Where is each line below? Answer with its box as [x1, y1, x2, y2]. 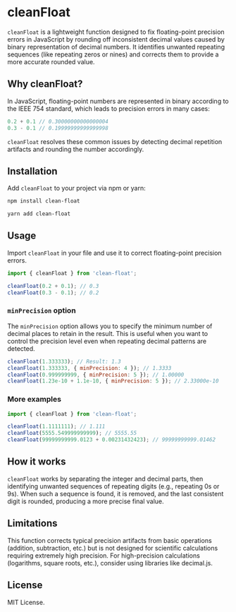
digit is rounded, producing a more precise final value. [7, 497, 164, 505]
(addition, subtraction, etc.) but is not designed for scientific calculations [7, 544, 218, 552]
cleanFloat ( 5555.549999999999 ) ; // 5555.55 [7, 430, 137, 437]
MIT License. [7, 598, 45, 606]
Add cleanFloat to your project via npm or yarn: [7, 184, 146, 193]
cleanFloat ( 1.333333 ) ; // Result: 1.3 [7, 358, 121, 365]
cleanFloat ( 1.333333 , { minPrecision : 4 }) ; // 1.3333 [7, 364, 172, 371]
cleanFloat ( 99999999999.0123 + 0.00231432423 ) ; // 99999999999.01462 [7, 436, 216, 443]
